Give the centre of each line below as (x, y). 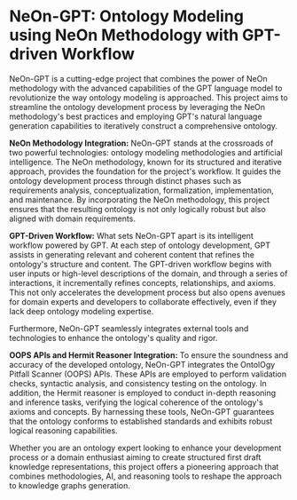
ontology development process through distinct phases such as (125, 180)
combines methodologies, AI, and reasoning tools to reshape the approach (145, 476)
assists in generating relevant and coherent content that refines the (132, 254)
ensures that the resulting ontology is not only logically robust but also (137, 209)
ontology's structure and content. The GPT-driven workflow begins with (141, 264)
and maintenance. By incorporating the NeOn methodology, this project (140, 199)
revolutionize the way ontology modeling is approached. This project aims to (148, 97)
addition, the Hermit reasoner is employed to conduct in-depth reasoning (143, 393)
